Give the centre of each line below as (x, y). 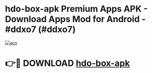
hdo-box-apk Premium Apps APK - (76, 9)
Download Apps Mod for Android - (76, 19)
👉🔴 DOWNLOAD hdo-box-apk (68, 63)
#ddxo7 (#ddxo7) (40, 29)
